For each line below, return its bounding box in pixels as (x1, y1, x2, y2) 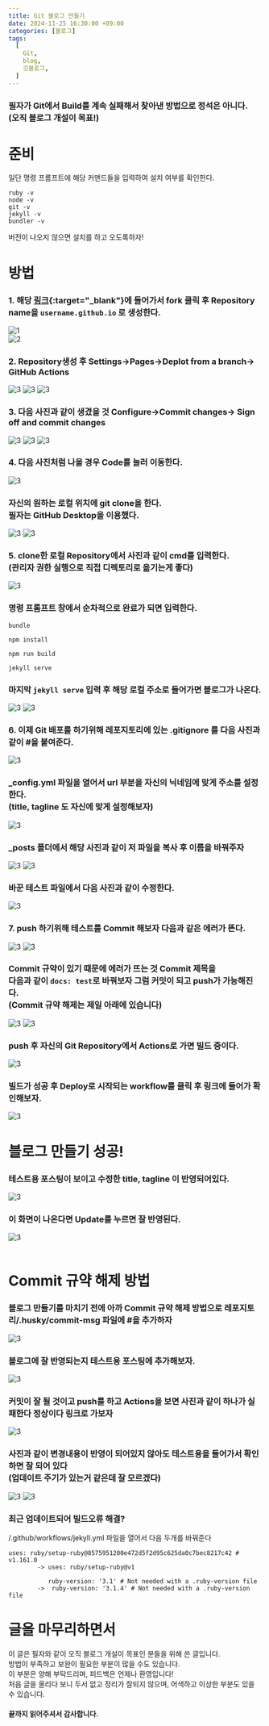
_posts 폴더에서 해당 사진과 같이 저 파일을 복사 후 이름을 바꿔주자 (8, 842, 244, 853)
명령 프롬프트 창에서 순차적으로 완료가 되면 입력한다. (8, 603, 197, 614)
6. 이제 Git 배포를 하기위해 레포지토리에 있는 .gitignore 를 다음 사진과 (8, 724, 260, 735)
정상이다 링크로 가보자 (33, 1407, 114, 1419)
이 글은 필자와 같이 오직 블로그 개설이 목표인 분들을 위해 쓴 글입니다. (8, 1649, 221, 1658)
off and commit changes (8, 417, 106, 428)
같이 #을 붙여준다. (8, 736, 74, 747)
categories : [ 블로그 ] (8, 27, 77, 35)
